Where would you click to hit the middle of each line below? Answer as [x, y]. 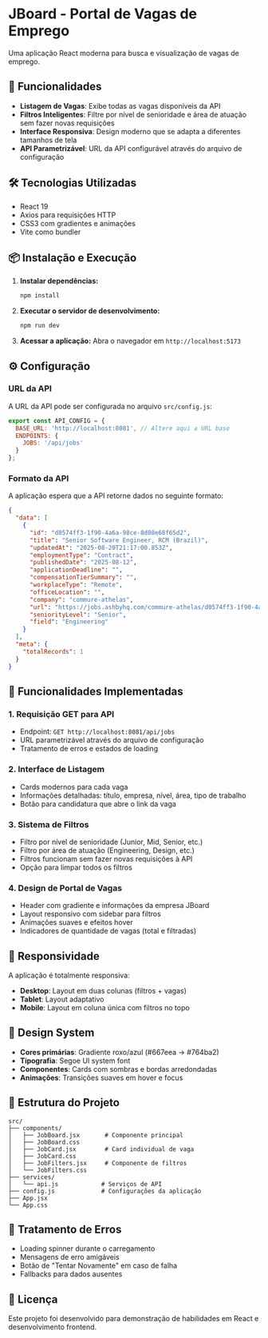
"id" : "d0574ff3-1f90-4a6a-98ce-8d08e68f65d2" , [110, 532]
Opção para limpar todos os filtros [76, 867]
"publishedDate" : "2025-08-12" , [83, 563]
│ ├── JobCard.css [43, 1156]
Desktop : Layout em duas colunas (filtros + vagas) [103, 991]
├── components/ [35, 1128]
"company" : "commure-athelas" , [81, 599]
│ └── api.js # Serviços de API [85, 1184]
